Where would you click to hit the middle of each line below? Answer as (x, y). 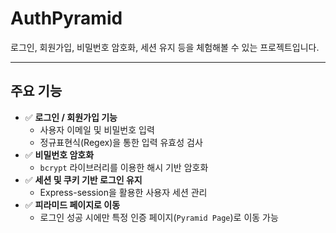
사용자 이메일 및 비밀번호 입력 (97, 129)
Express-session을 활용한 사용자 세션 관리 (123, 192)
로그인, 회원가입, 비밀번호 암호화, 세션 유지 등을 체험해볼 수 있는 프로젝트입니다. (165, 47)
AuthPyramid (66, 18)
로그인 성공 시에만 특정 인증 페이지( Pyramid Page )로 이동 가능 (159, 217)
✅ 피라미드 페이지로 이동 (72, 204)
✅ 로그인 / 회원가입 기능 (71, 117)
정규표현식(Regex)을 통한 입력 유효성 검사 (121, 142)
